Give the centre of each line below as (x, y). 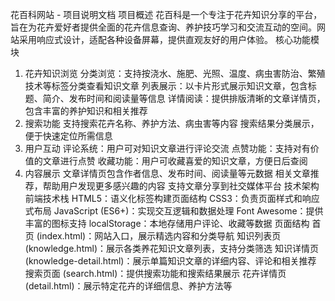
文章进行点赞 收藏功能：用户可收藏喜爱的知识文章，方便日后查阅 (175, 161)
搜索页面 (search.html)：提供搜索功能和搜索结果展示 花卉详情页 (155, 273)
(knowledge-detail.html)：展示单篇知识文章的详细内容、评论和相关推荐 (170, 261)
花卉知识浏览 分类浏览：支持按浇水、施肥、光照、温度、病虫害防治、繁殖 (175, 73)
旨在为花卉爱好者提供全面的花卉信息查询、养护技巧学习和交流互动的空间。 (163, 27)
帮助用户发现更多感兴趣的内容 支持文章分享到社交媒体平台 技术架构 (181, 186)
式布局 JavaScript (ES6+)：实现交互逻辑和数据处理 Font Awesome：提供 (174, 211)
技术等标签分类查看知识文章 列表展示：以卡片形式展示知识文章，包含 (166, 86)
